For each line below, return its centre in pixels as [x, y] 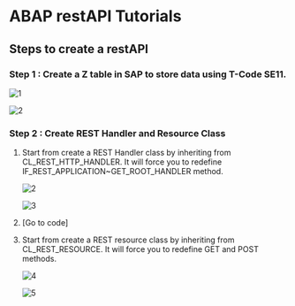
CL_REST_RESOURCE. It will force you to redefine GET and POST [140, 249]
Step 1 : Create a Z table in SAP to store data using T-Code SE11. [148, 74]
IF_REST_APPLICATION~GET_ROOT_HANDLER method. [122, 172]
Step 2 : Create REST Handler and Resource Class [117, 133]
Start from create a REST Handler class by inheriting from [126, 153]
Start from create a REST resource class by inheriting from [128, 240]
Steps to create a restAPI [79, 49]
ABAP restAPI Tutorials [95, 16]
